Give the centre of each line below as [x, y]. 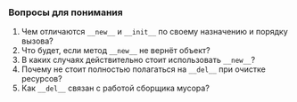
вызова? [37, 41]
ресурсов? [42, 79]
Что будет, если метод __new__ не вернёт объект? [115, 51]
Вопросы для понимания [66, 12]
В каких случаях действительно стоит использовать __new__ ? [138, 60]
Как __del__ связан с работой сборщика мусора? [115, 88]
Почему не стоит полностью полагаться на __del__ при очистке [144, 69]
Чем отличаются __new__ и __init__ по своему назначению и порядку [155, 32]
